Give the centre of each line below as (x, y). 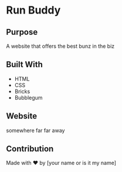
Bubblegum (28, 97)
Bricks (22, 91)
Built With (24, 64)
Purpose (22, 32)
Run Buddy (33, 10)
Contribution (30, 149)
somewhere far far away (35, 130)
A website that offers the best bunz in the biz (60, 46)
